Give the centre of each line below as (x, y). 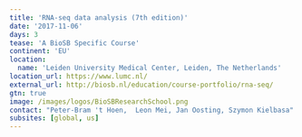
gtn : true (28, 93)
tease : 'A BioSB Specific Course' (75, 43)
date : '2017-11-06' (46, 26)
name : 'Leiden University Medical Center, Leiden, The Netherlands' (150, 68)
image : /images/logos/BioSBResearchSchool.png (99, 101)
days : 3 (24, 34)
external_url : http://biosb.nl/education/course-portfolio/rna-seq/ (141, 85)
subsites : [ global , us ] (54, 118)
